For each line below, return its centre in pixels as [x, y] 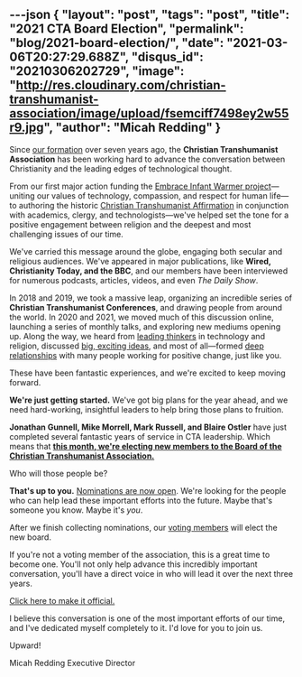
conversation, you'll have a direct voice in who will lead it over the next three [151, 573]
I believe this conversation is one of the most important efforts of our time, [147, 618]
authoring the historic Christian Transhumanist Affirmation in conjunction [154, 205]
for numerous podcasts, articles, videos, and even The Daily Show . [134, 280]
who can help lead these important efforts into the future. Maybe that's [141, 500]
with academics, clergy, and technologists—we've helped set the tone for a [149, 215]
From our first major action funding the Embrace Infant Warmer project [141, 186]
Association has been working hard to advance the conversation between [147, 159]
